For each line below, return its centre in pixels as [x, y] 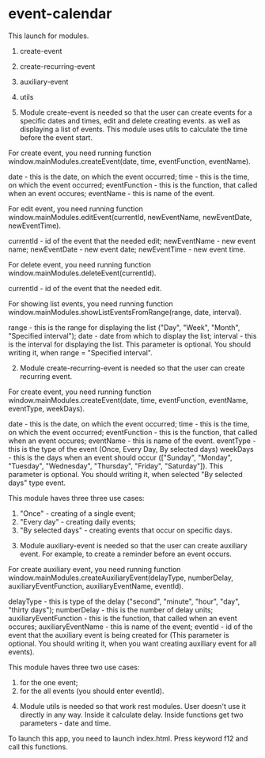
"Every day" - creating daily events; [78, 521]
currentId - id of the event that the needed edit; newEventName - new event [132, 241]
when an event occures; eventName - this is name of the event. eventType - [132, 441]
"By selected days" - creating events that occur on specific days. [126, 530]
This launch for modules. [49, 36]
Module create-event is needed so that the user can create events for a [136, 112]
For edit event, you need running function [76, 208]
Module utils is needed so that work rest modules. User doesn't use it [133, 706]
